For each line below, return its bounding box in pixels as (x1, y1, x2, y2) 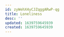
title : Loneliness (5, 12, 42, 16)
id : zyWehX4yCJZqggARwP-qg (5, 7, 60, 12)
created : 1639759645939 (5, 25, 53, 30)
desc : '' (5, 16, 23, 21)
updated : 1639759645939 (5, 20, 53, 25)
